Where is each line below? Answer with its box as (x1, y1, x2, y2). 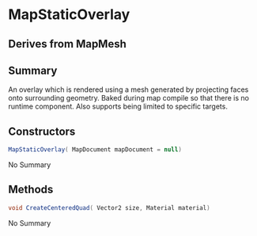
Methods (8, 183, 54, 196)
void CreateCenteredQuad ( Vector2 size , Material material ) (8, 204, 211, 211)
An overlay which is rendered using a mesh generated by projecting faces (8, 85, 249, 94)
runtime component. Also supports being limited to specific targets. (8, 101, 228, 112)
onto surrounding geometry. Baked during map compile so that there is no (8, 93, 249, 103)
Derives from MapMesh (8, 37, 127, 51)
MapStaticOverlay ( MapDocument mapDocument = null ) (8, 146, 182, 154)
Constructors (8, 124, 76, 138)
